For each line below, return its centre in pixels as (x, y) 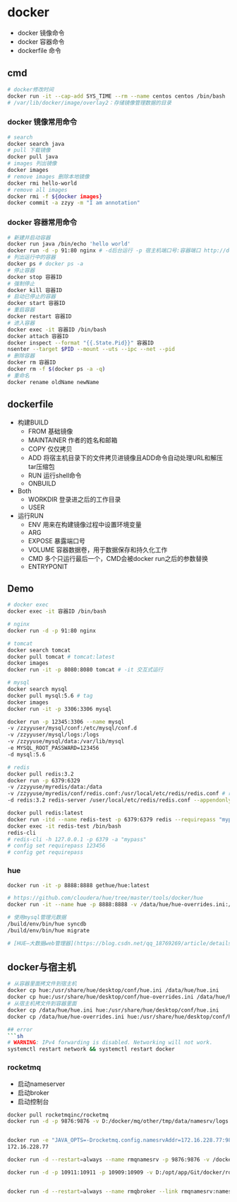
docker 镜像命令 (41, 33)
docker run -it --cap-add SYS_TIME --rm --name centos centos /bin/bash (116, 96)
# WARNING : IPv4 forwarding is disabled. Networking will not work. (110, 1043)
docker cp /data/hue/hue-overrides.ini (66, 1017)
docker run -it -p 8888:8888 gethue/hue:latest (79, 885)
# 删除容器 (21, 356)
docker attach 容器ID (38, 336)
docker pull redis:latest (45, 813)
